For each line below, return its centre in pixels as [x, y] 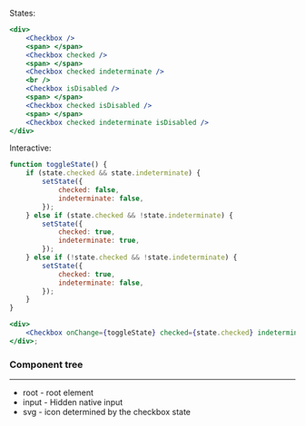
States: [23, 13]
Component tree [46, 364]
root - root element [58, 392]
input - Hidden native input [73, 402]
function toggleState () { [58, 165]
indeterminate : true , [99, 241]
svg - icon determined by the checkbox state [107, 412]
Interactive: [30, 148]
